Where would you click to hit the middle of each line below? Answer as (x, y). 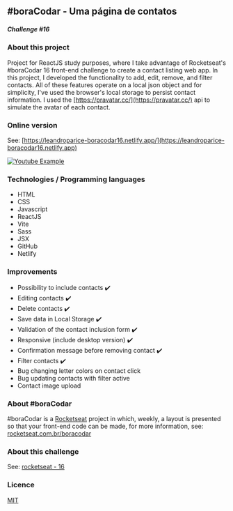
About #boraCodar (40, 404)
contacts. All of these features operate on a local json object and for (105, 85)
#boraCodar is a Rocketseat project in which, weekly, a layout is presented (114, 418)
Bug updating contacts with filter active (73, 378)
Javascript (32, 209)
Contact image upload (49, 386)
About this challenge (43, 451)
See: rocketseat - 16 (36, 467)
